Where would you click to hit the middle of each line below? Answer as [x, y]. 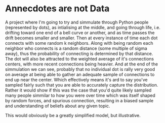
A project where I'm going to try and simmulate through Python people [77, 22]
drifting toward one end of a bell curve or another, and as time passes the [80, 32]
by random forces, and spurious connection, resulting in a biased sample [79, 100]
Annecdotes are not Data [57, 9]
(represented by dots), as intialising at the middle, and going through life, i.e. [83, 27]
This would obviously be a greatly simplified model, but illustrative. [73, 115]
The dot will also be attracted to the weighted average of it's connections [80, 59]
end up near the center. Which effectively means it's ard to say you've [76, 80]
